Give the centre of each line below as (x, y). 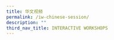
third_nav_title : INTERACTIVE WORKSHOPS (57, 28)
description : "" (26, 22)
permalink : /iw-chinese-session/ (48, 17)
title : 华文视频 (24, 11)
